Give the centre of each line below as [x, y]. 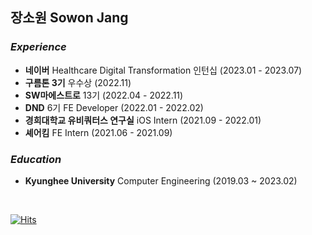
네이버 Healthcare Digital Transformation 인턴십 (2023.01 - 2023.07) [163, 70]
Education [36, 159]
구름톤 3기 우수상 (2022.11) [78, 82]
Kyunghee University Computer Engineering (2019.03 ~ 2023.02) [161, 180]
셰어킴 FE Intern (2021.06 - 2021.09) [98, 132]
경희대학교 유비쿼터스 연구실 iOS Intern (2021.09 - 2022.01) [143, 120]
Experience [38, 47]
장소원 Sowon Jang [69, 18]
